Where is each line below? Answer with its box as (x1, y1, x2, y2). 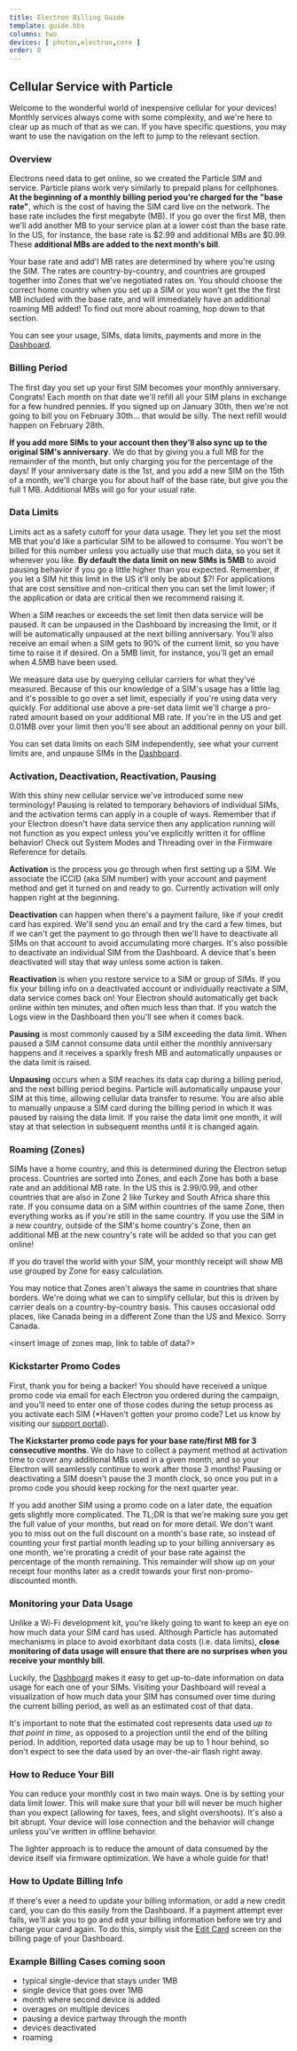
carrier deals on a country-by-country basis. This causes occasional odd (9, 1302, 276, 1312)
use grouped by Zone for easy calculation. (9, 1266, 164, 1277)
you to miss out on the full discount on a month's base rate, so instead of (9, 1528, 277, 1539)
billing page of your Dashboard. (9, 1933, 125, 1944)
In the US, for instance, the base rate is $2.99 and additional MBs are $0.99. (9, 230, 287, 241)
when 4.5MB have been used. (9, 656, 118, 667)
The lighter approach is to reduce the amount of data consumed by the (9, 1843, 269, 1854)
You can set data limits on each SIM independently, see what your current (9, 738, 279, 748)
